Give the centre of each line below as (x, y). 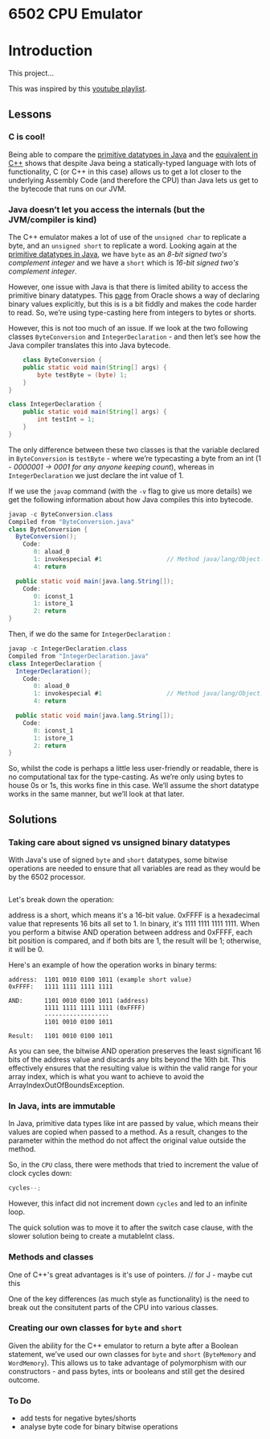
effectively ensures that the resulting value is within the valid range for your (133, 1068)
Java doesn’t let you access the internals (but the (107, 209)
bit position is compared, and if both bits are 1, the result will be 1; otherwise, (135, 941)
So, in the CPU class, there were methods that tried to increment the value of (133, 1165)
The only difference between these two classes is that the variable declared (134, 449)
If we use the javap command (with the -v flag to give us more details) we (130, 491)
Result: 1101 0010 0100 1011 (61, 1036)
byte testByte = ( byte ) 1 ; (82, 375)
